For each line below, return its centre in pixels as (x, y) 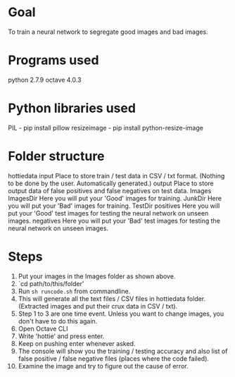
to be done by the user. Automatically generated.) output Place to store (111, 183)
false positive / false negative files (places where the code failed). (114, 358)
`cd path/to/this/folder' (51, 283)
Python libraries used (72, 108)
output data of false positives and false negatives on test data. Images (110, 190)
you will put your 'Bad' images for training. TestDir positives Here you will (114, 206)
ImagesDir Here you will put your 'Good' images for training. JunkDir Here (115, 198)
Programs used (53, 60)
